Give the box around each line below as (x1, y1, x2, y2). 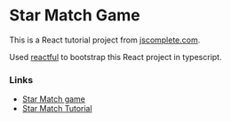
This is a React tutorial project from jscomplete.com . (9, 34, 201, 45)
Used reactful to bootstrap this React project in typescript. (9, 51, 222, 62)
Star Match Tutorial (21, 103, 92, 114)
